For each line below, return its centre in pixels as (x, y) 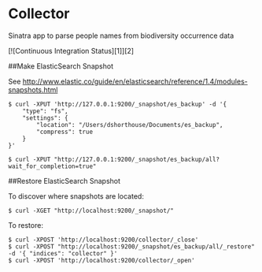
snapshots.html (33, 89)
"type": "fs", (45, 111)
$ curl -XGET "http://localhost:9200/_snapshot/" (91, 211)
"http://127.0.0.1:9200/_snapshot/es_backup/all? (137, 159)
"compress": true (65, 132)
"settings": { (45, 118)
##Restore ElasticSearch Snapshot (64, 181)
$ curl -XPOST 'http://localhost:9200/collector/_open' (101, 260)
